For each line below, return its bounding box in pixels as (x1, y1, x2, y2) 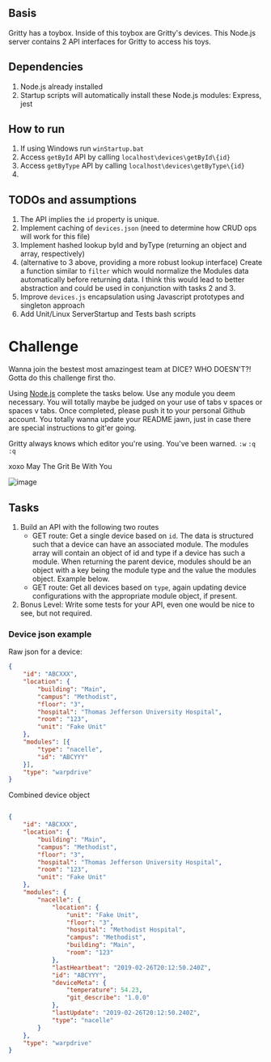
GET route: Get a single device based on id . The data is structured (32, 531, 254, 540)
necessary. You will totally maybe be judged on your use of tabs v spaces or (8, 397, 263, 407)
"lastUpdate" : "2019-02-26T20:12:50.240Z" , (51, 1009, 201, 1017)
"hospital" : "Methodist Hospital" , (66, 926, 186, 934)
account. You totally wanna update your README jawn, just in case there (8, 415, 252, 424)
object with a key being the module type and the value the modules (32, 565, 256, 574)
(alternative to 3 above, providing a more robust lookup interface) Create (19, 258, 263, 267)
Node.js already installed (19, 81, 104, 92)
